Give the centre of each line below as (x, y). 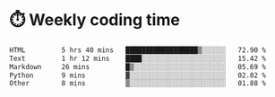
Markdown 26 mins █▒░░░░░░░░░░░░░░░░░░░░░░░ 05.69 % (138, 66)
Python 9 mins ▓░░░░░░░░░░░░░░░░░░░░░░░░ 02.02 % (138, 75)
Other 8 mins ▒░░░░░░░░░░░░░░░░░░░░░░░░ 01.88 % (138, 84)
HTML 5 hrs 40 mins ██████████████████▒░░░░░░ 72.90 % (138, 50)
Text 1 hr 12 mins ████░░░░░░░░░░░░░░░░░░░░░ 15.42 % (138, 58)
